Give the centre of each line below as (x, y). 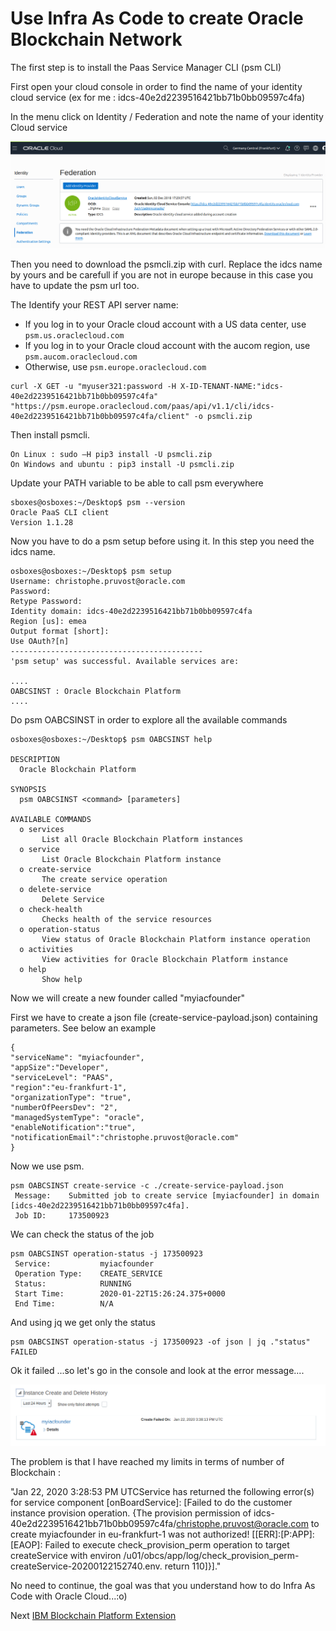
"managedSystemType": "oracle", (77, 1117)
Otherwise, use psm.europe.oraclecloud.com (115, 366)
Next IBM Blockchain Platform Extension (93, 1615)
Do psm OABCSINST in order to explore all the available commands (149, 719)
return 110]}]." (193, 1566)
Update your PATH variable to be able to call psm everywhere (137, 483)
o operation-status (60, 929)
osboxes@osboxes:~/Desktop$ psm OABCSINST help (111, 739)
